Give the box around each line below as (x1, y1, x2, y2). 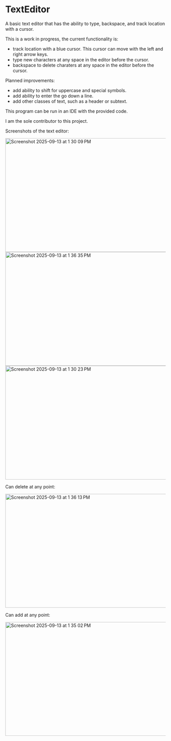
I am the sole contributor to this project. (5, 118, 88, 124)
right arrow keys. (12, 51, 48, 57)
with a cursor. (5, 26, 34, 32)
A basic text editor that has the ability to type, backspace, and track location (5, 20, 165, 27)
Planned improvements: (5, 77, 55, 83)
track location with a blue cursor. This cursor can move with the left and (12, 46, 163, 52)
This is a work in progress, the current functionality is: (5, 36, 119, 42)
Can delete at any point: (5, 483, 55, 489)
